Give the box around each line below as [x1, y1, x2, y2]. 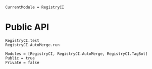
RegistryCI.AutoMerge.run [5, 42, 60, 47]
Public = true [5, 55, 35, 60]
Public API [5, 22, 49, 33]
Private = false [5, 60, 39, 65]
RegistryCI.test [5, 38, 39, 43]
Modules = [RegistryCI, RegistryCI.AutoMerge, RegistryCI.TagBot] [5, 51, 148, 56]
